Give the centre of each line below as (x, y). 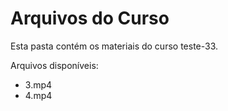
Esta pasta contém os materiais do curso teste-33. (114, 46)
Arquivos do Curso (90, 18)
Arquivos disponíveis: (54, 65)
